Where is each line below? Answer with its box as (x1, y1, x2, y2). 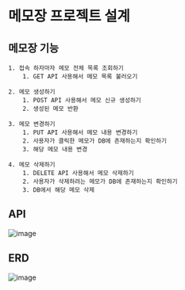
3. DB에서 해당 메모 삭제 (22, 186, 95, 194)
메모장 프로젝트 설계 (8, 7, 131, 25)
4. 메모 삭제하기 (8, 161, 56, 169)
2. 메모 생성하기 (8, 88, 56, 96)
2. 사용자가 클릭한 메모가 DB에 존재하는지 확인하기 (22, 137, 168, 145)
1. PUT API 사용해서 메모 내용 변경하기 (22, 128, 138, 136)
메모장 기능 (8, 41, 60, 55)
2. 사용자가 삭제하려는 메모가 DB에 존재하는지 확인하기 (22, 177, 178, 185)
